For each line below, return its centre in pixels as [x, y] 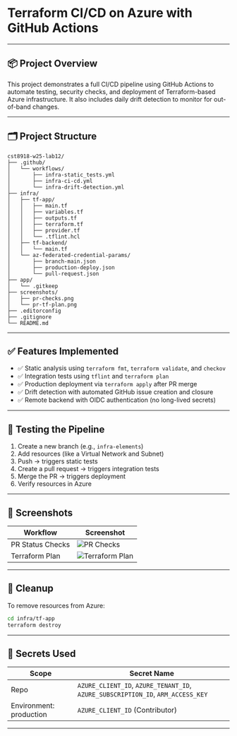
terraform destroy [34, 625]
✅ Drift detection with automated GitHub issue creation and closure [115, 392]
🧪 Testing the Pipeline [56, 429]
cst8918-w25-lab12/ [36, 156]
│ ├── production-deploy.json [61, 267]
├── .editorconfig [34, 311]
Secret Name [152, 674]
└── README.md [28, 323]
